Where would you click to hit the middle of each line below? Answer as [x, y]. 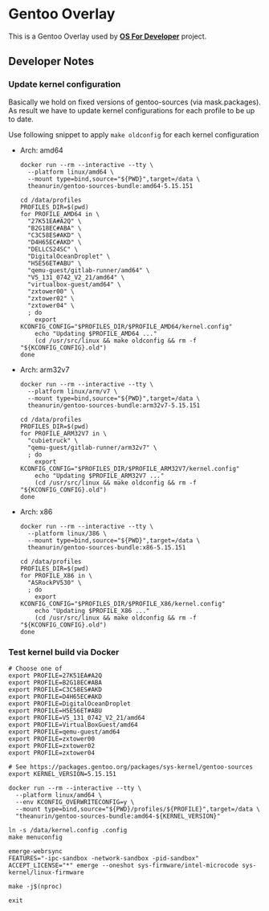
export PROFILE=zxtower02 [51, 746]
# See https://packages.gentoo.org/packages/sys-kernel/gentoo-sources [130, 767]
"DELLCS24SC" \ [53, 249]
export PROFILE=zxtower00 [51, 739]
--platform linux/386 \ [67, 533]
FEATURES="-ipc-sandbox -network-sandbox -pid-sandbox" [104, 858]
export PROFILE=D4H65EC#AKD [55, 697]
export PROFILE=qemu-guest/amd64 [64, 732]
